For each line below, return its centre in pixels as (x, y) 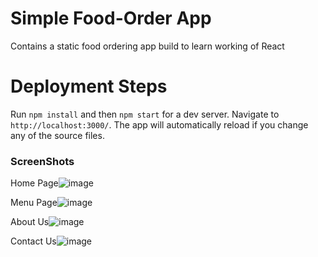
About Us (30, 222)
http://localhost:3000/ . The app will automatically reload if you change (159, 124)
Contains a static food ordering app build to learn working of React (147, 46)
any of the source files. (57, 135)
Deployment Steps (89, 86)
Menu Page (34, 203)
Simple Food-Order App (111, 18)
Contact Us (33, 241)
